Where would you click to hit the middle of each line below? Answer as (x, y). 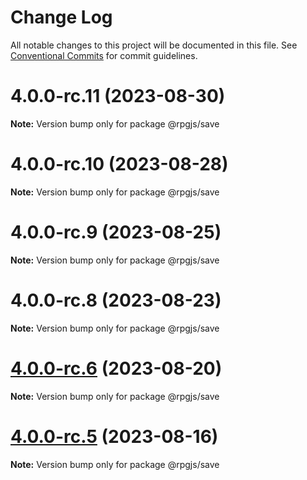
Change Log (61, 17)
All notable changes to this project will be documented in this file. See (154, 45)
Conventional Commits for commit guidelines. (104, 55)
